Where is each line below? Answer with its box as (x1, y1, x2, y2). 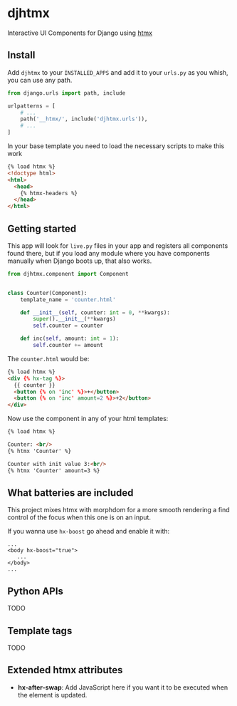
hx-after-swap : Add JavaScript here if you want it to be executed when (17, 682, 228, 692)
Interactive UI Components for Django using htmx (7, 28, 153, 37)
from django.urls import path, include (7, 89, 126, 97)
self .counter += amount (33, 342, 103, 349)
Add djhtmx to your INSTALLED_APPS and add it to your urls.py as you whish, (7, 68, 229, 76)
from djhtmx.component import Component (7, 270, 130, 277)
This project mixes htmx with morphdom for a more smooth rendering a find (7, 506, 230, 514)
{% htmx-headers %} (20, 190, 78, 197)
